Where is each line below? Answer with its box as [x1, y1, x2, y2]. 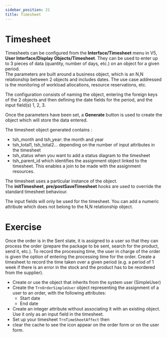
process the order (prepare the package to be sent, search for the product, [5, 243, 159, 249]
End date [19, 300, 38, 306]
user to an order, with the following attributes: [12, 290, 106, 296]
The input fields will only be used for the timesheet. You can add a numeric [5, 198, 160, 204]
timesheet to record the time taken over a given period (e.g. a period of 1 [5, 259, 154, 265]
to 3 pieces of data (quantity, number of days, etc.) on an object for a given [5, 60, 160, 66]
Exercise [5, 221, 42, 232]
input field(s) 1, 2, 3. [5, 102, 46, 108]
